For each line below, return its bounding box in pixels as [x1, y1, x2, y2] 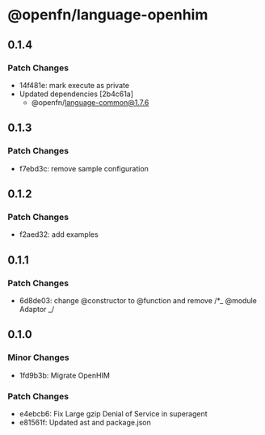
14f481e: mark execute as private [19, 80, 130, 90]
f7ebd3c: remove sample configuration [19, 163, 149, 173]
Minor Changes [7, 352, 69, 363]
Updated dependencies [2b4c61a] [19, 89, 134, 99]
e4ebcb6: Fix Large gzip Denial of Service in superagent [19, 408, 208, 418]
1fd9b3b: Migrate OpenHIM [19, 370, 111, 380]
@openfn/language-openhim [7, 6, 208, 24]
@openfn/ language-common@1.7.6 [31, 97, 149, 107]
